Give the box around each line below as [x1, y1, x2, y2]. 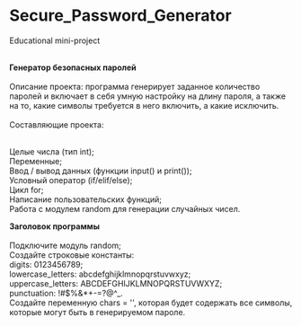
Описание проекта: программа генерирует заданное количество [9, 81, 261, 92]
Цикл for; [9, 184, 44, 195]
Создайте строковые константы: [9, 249, 135, 260]
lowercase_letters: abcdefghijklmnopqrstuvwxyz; [9, 269, 191, 279]
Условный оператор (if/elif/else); [9, 174, 133, 185]
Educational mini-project [9, 35, 101, 46]
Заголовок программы [9, 221, 101, 232]
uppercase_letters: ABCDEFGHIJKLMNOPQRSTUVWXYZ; [9, 278, 223, 288]
